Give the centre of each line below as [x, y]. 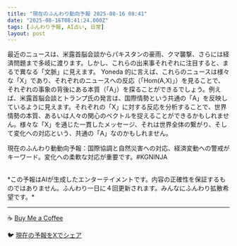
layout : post [26, 33]
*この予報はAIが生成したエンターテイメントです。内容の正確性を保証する [114, 179]
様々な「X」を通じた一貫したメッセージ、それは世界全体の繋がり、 [117, 124]
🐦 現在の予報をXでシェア [45, 235]
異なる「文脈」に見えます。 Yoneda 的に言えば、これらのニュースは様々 [124, 72]
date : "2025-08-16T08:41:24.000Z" [58, 20]
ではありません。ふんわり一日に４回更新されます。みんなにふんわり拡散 [118, 188]
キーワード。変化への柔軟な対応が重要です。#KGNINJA [87, 157]
